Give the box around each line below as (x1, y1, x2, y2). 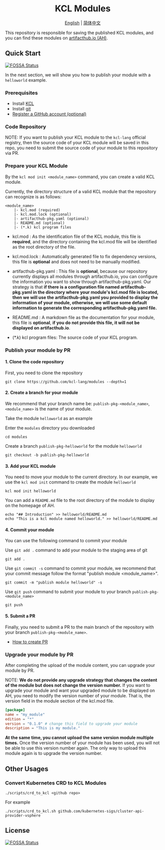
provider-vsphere (5, 813, 41, 818)
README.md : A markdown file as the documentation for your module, (12, 314, 155, 320)
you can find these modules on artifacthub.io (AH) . (5, 35, 108, 41)
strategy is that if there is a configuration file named (12, 284, 120, 290)
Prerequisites (5, 89, 38, 96)
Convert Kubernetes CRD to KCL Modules (5, 779, 107, 786)
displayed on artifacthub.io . (12, 325, 70, 330)
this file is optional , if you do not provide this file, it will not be (12, 320, 140, 326)
